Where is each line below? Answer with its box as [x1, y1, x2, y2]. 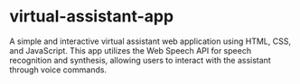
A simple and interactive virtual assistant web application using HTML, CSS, [9, 36, 292, 46]
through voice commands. [9, 64, 107, 75]
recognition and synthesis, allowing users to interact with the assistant [9, 55, 271, 65]
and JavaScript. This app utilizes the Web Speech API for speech [9, 45, 251, 55]
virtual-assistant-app [9, 6, 174, 27]
